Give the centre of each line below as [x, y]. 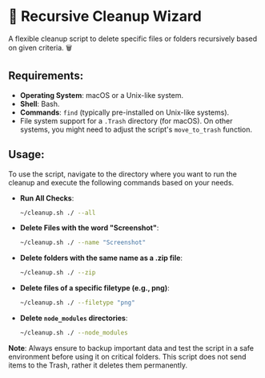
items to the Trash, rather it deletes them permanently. [98, 365]
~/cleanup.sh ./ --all [58, 213]
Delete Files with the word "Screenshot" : [89, 228]
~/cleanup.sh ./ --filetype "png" [77, 303]
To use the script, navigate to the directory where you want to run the [123, 174]
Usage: [27, 154]
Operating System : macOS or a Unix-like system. [102, 95]
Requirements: [46, 76]
